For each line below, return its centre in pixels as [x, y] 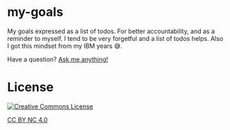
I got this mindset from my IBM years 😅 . [65, 46]
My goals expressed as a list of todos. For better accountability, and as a [111, 31]
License [31, 87]
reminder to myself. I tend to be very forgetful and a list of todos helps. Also [115, 38]
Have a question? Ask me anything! [58, 59]
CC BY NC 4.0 [27, 120]
